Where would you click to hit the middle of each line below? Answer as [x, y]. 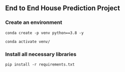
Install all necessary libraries [41, 54]
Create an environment [34, 22]
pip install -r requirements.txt [40, 64]
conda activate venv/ [28, 41]
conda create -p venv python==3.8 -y [44, 33]
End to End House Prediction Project [62, 8]
